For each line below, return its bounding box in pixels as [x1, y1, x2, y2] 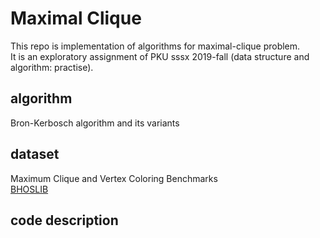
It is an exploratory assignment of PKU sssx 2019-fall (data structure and [10, 50, 310, 62]
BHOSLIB [10, 183, 49, 195]
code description [10, 212, 119, 229]
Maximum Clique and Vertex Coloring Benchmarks [10, 172, 218, 184]
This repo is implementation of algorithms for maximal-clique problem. [10, 40, 301, 52]
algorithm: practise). [10, 61, 94, 73]
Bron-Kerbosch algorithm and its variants [10, 117, 180, 129]
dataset [10, 146, 60, 163]
